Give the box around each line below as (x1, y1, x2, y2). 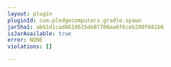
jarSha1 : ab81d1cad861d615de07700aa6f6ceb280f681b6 (7, 23, 164, 30)
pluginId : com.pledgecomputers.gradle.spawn (7, 17, 142, 24)
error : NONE (7, 37, 43, 44)
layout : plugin (7, 10, 53, 18)
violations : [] (7, 43, 53, 50)
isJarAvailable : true (7, 30, 72, 37)
